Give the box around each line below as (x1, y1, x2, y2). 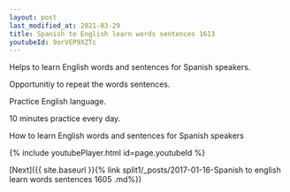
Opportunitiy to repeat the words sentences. (9, 79, 171, 89)
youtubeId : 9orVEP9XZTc (9, 37, 97, 47)
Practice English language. (9, 96, 106, 107)
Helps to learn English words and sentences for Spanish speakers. (9, 62, 251, 73)
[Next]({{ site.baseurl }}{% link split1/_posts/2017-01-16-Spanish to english (9, 165, 281, 175)
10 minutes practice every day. (9, 113, 121, 124)
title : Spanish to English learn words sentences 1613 (9, 29, 216, 38)
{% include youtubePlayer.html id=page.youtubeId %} (9, 148, 206, 158)
